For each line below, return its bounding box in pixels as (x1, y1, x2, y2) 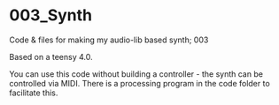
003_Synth (9, 5, 93, 26)
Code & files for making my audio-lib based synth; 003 (9, 34, 209, 45)
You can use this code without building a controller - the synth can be (9, 68, 264, 79)
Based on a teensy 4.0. (9, 51, 93, 62)
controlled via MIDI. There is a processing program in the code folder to (9, 78, 270, 88)
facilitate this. (9, 87, 58, 98)
